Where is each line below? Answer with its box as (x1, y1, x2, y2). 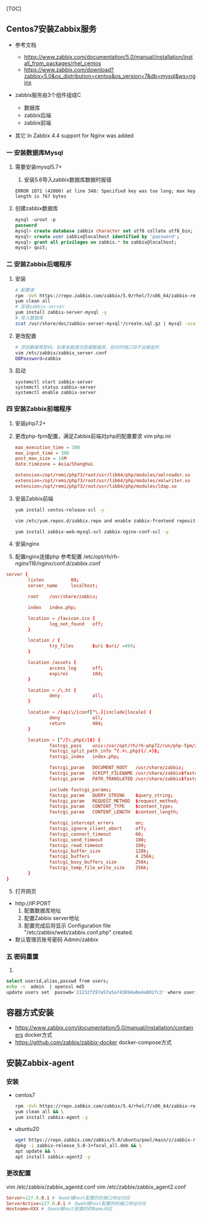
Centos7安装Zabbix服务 (6, 24, 97, 34)
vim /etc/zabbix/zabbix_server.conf (14, 349, 107, 356)
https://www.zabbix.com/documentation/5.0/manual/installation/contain (14, 1024, 194, 1031)
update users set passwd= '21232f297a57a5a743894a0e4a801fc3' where (6, 989, 182, 995)
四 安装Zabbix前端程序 (6, 405, 72, 413)
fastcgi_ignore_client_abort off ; (49, 825, 147, 832)
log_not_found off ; (49, 621, 103, 627)
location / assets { (28, 660, 77, 666)
